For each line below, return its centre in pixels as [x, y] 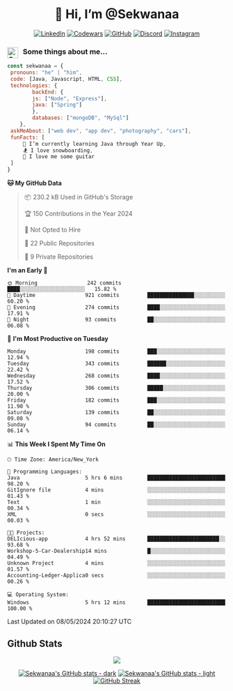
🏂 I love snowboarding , [58, 150]
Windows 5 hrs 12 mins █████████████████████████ [116, 602]
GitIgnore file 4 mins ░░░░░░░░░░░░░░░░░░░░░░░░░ [116, 490]
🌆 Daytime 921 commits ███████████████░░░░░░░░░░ [116, 296]
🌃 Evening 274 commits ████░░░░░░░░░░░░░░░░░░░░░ [116, 307]
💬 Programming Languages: [45, 472]
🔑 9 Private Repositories [59, 257]
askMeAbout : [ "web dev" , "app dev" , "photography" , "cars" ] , [101, 131]
